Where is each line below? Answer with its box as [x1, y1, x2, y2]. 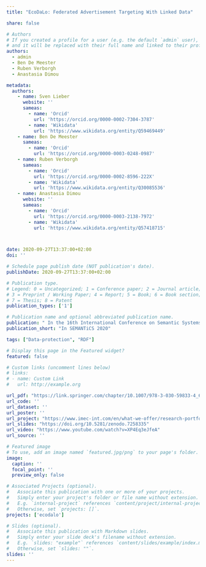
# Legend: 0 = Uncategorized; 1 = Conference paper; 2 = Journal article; [6, 286, 202, 292]
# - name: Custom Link [6, 376, 64, 382]
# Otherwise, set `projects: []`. [6, 506, 100, 512]
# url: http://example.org [6, 382, 81, 388]
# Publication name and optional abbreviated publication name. [6, 314, 174, 320]
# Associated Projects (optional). [6, 483, 97, 490]
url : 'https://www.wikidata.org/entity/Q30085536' [33, 185, 166, 191]
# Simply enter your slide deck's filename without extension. [6, 534, 177, 541]
